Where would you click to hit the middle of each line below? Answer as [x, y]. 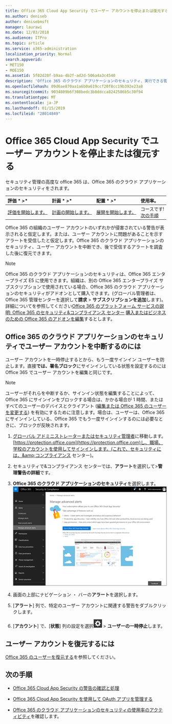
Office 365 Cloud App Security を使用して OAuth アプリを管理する [83, 699]
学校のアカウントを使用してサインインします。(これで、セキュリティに [87, 449]
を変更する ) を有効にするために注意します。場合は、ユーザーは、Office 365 [85, 412]
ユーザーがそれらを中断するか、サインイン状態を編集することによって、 [81, 393]
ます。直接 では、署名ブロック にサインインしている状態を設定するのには [90, 366]
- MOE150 [15, 70]
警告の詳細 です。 [35, 473]
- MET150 [15, 65]
